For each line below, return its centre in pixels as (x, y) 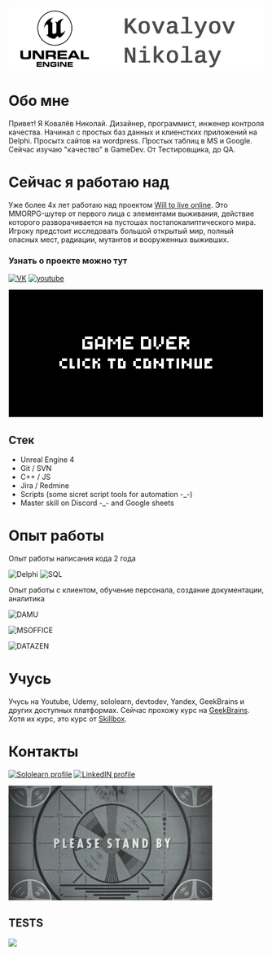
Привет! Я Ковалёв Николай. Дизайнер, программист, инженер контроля (136, 123)
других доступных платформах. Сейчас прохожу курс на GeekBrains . (129, 710)
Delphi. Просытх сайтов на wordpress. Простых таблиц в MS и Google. (130, 140)
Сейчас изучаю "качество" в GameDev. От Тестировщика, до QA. (122, 149)
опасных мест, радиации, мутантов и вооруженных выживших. (119, 240)
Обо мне (39, 101)
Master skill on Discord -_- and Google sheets (97, 503)
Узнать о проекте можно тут (68, 261)
